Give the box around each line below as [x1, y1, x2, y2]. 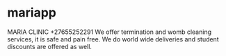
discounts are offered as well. [7, 42, 92, 50]
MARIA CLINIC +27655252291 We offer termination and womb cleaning [7, 28, 212, 36]
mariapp [7, 5, 57, 21]
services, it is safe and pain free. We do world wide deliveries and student [7, 35, 219, 43]
